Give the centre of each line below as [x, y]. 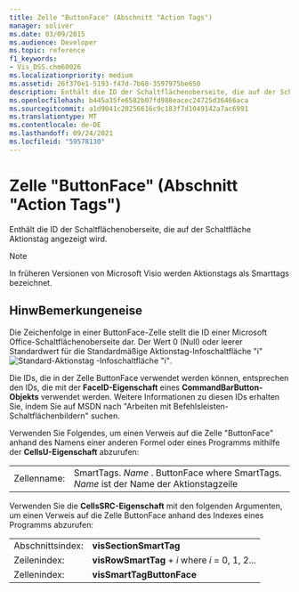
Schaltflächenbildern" [49, 416]
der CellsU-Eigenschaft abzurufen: [74, 451]
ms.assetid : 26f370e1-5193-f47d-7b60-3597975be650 [105, 84]
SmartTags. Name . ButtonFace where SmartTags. [178, 473]
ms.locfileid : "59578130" [57, 142]
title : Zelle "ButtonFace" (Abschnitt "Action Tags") [111, 17]
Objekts [24, 396]
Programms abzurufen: [51, 524]
